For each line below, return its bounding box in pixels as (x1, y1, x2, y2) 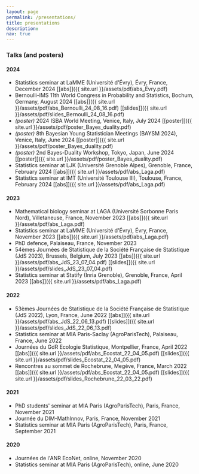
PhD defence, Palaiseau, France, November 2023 (14, 240, 137, 247)
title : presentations (6, 20, 60, 26)
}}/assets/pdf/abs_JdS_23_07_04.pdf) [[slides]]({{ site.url (14, 259, 155, 266)
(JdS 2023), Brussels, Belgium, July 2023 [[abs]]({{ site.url (14, 252, 160, 259)
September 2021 (14, 427, 56, 434)
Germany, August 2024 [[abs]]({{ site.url (14, 98, 115, 105)
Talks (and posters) (6, 51, 64, 59)
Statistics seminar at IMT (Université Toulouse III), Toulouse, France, (14, 174, 183, 182)
